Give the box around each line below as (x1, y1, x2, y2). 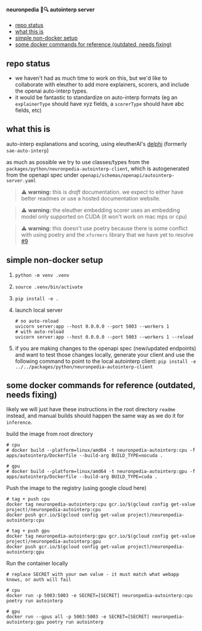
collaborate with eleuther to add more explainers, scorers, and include (14, 81, 189, 88)
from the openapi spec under (6, 171, 79, 179)
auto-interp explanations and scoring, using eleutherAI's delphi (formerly (6, 140, 188, 147)
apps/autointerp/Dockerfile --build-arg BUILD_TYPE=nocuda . (6, 452, 163, 459)
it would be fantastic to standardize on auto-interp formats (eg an (14, 94, 178, 101)
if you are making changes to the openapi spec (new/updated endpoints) (14, 345, 197, 352)
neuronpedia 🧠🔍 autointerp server (6, 5, 95, 13)
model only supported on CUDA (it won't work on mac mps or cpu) (21, 213, 188, 220)
